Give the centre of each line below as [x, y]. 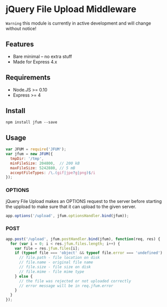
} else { [24, 276]
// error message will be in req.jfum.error [66, 286]
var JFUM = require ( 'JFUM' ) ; [36, 149]
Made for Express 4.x [35, 62]
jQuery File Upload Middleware [71, 9]
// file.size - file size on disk [55, 267]
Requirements [28, 78]
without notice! [21, 28]
